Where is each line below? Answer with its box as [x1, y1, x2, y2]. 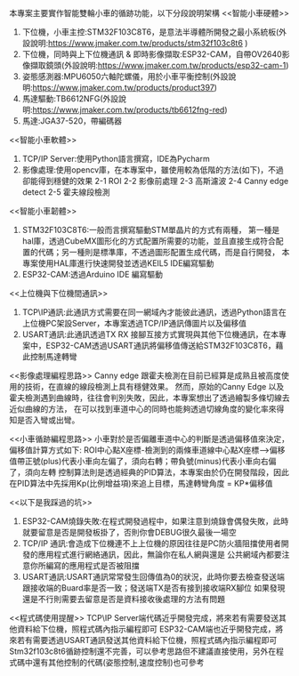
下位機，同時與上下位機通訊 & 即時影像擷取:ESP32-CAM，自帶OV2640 [21, 49, 282, 60]
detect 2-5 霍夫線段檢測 [21, 187, 110, 197]
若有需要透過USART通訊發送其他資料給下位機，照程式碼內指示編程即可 [16, 635, 278, 645]
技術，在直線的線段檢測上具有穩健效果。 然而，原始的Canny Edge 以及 [24, 382, 285, 391]
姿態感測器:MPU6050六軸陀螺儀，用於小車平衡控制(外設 [21, 71, 229, 82]
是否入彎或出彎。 [16, 414, 80, 425]
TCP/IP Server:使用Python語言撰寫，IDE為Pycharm [21, 154, 211, 164]
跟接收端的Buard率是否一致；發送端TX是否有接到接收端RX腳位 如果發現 [21, 583, 286, 593]
